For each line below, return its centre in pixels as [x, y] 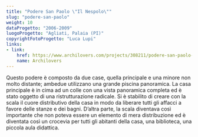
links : [14, 45]
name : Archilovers [39, 61]
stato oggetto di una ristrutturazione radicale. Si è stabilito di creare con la [96, 96]
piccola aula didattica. [33, 128]
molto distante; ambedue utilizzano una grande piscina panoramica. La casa [99, 83]
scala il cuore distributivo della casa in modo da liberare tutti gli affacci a [94, 102]
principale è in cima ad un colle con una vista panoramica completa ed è [94, 90]
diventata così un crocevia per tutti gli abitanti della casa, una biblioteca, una [99, 121]
